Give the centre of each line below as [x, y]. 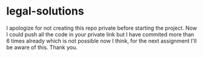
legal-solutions [45, 11]
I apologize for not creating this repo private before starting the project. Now [102, 28]
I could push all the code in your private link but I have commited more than [100, 34]
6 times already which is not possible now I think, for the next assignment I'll [101, 41]
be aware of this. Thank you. [42, 47]
